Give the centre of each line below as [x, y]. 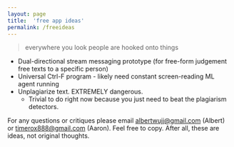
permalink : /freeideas [41, 27]
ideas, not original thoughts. [49, 136]
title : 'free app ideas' [46, 21]
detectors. [44, 107]
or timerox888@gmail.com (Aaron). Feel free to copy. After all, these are [113, 128]
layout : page [27, 14]
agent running [38, 84]
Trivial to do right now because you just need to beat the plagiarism [127, 99]
